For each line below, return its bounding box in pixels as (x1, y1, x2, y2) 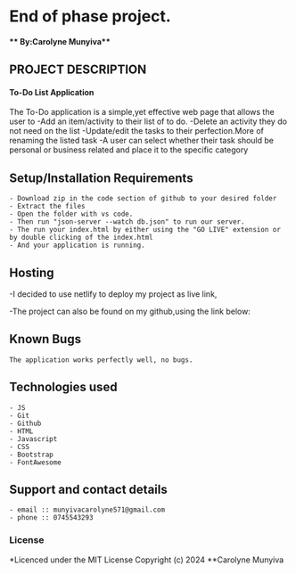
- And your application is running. (9, 241, 145, 250)
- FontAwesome (9, 457, 62, 467)
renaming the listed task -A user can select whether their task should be (9, 135, 275, 146)
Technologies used (9, 380, 118, 395)
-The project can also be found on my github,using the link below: (9, 306, 251, 316)
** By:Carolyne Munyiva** (9, 36, 111, 46)
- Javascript (9, 434, 58, 443)
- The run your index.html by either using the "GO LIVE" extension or (9, 225, 281, 234)
